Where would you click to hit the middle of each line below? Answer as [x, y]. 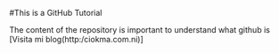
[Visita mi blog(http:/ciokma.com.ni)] [77, 39]
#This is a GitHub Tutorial [56, 13]
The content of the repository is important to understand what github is [139, 30]
